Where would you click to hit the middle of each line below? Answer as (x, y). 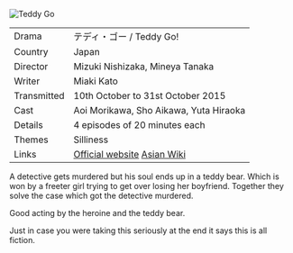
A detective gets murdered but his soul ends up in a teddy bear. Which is (144, 176)
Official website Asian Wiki (130, 154)
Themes (31, 140)
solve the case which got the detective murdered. (101, 195)
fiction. (23, 240)
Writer (27, 81)
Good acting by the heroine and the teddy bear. (97, 213)
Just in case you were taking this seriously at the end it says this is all (138, 230)
